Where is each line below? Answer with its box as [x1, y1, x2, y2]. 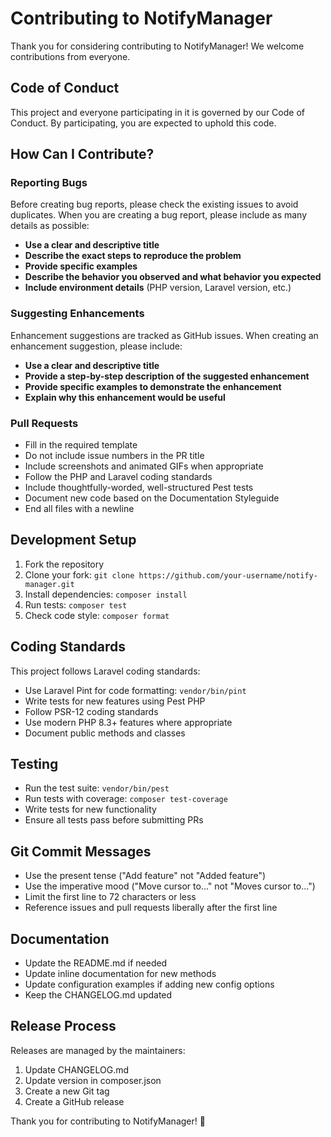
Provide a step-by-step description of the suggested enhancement [24, 370, 310, 382]
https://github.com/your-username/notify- [138, 570, 318, 581]
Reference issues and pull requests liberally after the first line [24, 902, 278, 914]
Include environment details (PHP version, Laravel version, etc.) [24, 282, 292, 294]
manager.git [24, 579, 75, 589]
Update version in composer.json [24, 1074, 162, 1086]
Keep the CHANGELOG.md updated [24, 989, 173, 1001]
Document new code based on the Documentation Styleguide [24, 492, 280, 504]
